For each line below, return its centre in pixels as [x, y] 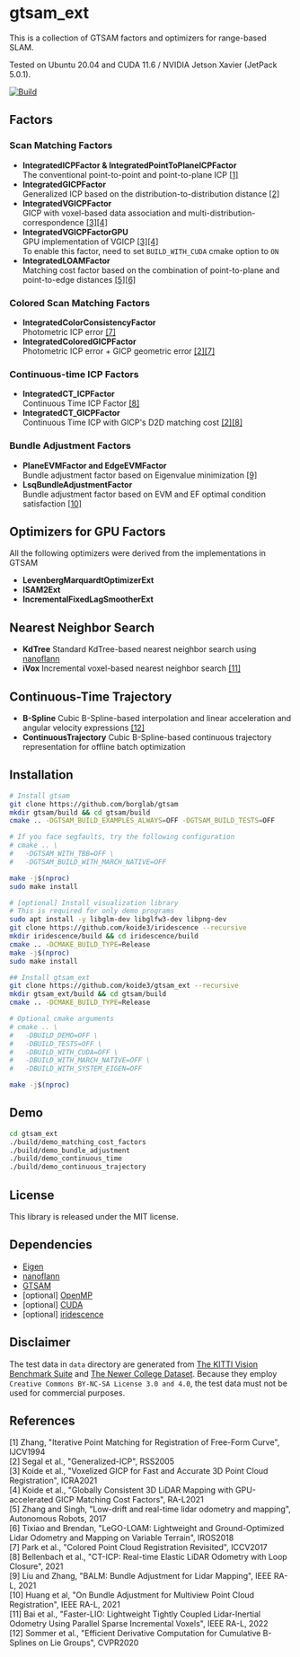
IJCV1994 [27, 1452]
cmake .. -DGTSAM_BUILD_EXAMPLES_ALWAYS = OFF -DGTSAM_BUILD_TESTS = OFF [142, 821]
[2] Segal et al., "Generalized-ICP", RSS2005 [92, 1461]
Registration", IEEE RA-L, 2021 [65, 1605]
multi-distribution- [222, 213]
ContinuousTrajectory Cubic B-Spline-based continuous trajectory [147, 737]
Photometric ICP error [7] [69, 331]
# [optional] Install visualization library [94, 903]
